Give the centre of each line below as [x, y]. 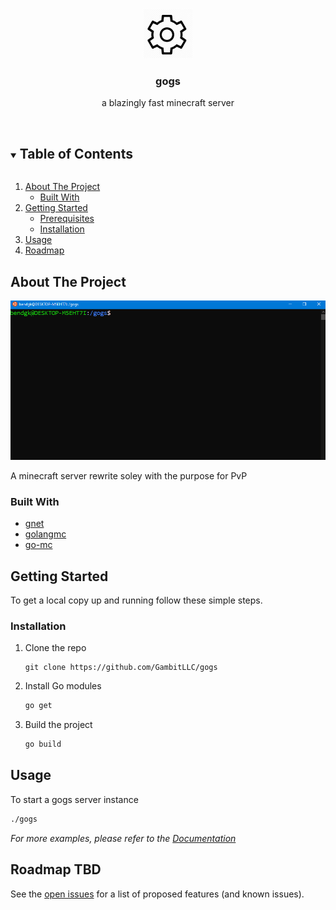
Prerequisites [67, 219]
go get [38, 706]
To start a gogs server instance [74, 799]
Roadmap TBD [56, 869]
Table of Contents [76, 153]
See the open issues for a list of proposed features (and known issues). [157, 894]
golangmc [45, 534]
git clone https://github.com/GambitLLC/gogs [121, 668]
